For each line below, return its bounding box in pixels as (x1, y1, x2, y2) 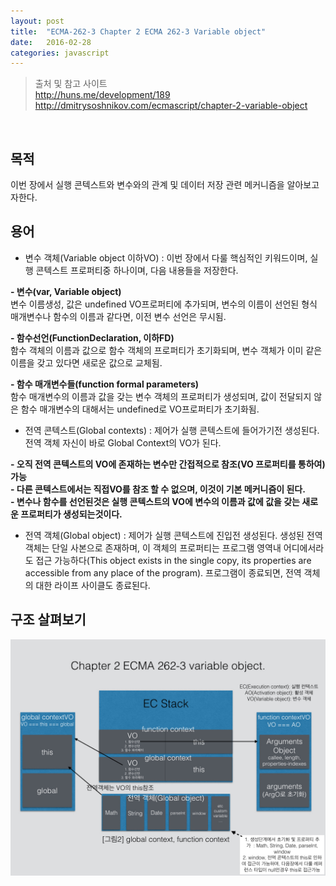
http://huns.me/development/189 (34, 89, 171, 101)
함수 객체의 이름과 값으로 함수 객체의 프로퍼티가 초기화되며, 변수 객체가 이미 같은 (10, 344, 323, 356)
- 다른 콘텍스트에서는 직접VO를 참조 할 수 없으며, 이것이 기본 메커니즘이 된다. (10, 483, 306, 495)
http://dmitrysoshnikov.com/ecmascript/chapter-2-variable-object (34, 100, 308, 112)
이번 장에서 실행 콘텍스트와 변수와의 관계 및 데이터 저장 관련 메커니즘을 (10, 179, 285, 191)
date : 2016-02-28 (10, 37, 92, 47)
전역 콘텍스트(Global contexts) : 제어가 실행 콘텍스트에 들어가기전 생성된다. (24, 424, 320, 436)
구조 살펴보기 (10, 611, 87, 629)
